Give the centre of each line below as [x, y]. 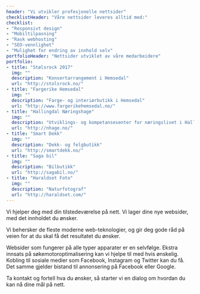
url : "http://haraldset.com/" [49, 194]
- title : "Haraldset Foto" [40, 178]
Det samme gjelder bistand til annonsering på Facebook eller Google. [91, 267]
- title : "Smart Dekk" [34, 134]
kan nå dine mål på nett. [36, 284]
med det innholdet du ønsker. [42, 218]
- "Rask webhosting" [32, 39]
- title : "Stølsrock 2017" [40, 67]
